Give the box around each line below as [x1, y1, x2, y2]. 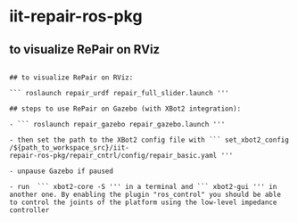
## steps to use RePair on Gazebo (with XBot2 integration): [9, 104, 242, 113]
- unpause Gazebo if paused [9, 167, 114, 176]
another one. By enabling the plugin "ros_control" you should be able [9, 190, 281, 199]
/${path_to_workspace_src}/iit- [9, 144, 129, 152]
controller [9, 206, 50, 215]
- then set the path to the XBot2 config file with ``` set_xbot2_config [9, 136, 290, 144]
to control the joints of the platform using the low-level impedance [9, 198, 277, 207]
